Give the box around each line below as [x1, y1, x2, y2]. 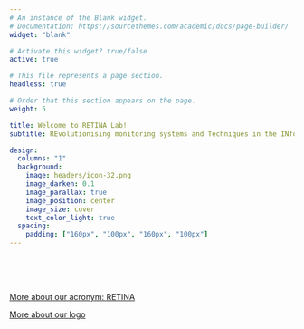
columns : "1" [17, 154, 67, 163]
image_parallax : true [25, 188, 107, 197]
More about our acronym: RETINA [9, 292, 136, 302]
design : [9, 146, 39, 155]
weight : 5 [9, 104, 47, 113]
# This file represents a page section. [9, 72, 165, 81]
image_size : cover [25, 205, 95, 214]
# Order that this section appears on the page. [9, 96, 196, 105]
